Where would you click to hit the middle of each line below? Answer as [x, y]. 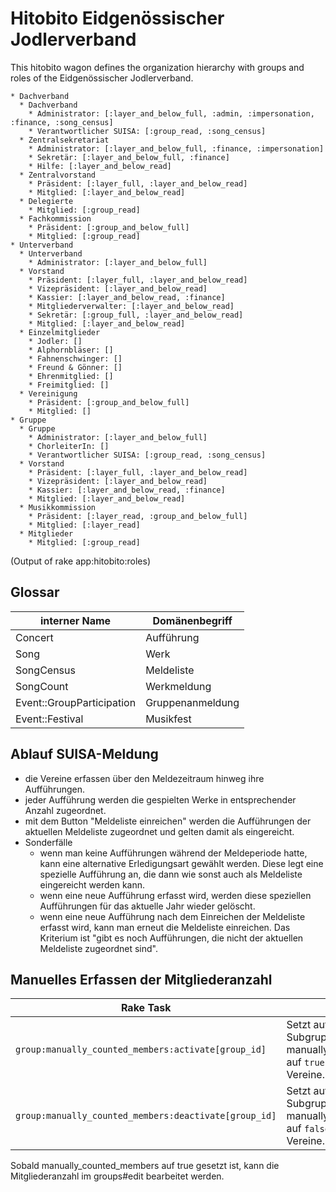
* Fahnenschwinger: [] [75, 358]
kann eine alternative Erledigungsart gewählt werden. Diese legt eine [181, 863]
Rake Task [146, 1008]
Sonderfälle [48, 842]
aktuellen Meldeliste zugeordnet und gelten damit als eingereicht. [159, 831]
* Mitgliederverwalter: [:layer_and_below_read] [131, 306]
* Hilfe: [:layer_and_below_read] [100, 166]
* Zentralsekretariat [64, 140]
